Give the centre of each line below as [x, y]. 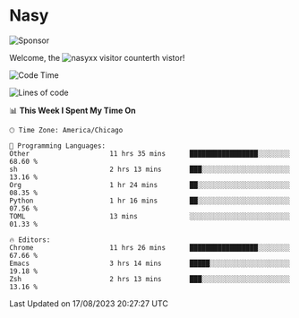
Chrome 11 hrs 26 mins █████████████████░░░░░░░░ [150, 247]
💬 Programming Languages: [57, 146]
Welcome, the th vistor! [97, 57]
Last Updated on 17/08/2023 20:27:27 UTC [89, 303]
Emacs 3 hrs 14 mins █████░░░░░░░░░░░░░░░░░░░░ [150, 263]
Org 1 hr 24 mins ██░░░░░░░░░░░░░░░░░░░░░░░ [150, 185]
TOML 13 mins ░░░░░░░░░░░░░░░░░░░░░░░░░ [150, 216]
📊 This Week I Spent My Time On [73, 110]
